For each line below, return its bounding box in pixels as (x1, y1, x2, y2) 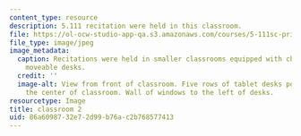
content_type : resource (9, 13, 99, 22)
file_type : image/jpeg (9, 38, 94, 47)
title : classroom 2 (9, 105, 82, 114)
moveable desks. (25, 64, 87, 72)
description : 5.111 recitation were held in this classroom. (9, 21, 243, 30)
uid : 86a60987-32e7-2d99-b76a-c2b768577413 (9, 113, 175, 122)
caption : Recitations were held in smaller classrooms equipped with (17, 55, 282, 64)
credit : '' (17, 72, 58, 81)
